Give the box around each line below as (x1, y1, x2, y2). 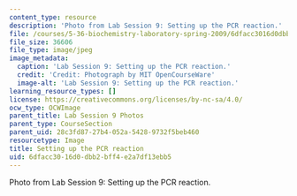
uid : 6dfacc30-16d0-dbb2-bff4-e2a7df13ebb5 (9, 152, 172, 162)
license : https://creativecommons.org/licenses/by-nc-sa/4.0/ (9, 94, 243, 104)
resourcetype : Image (9, 136, 86, 145)
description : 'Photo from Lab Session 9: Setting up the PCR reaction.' (9, 21, 283, 30)
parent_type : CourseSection (9, 120, 113, 129)
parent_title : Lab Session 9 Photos (9, 111, 144, 120)
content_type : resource (9, 12, 97, 22)
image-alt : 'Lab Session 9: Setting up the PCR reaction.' (17, 79, 240, 87)
